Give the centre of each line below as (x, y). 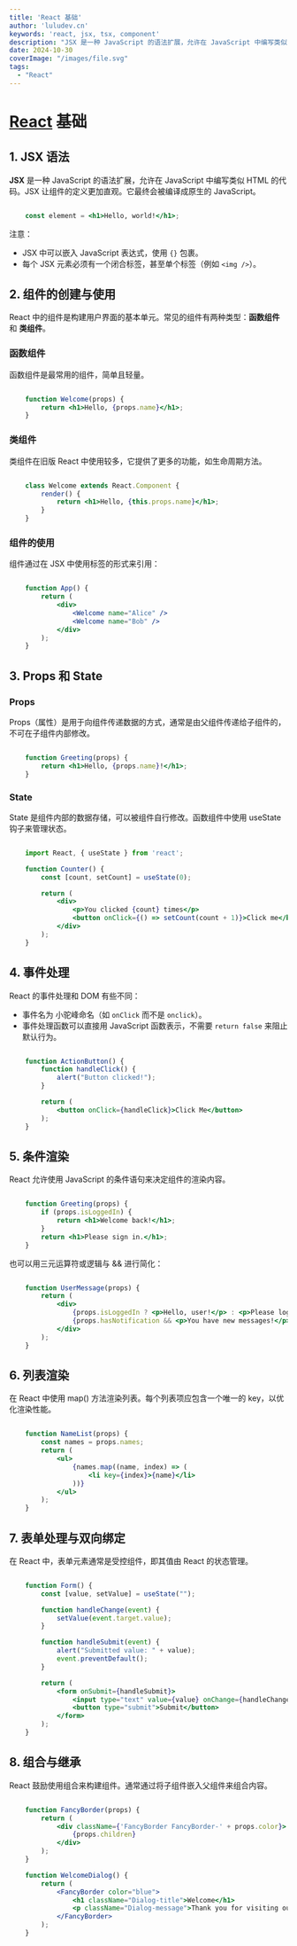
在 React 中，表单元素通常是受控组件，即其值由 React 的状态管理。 (131, 1560)
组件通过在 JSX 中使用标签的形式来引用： (85, 564)
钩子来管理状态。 (40, 828)
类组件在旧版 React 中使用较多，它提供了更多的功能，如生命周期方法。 (138, 461)
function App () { (57, 589)
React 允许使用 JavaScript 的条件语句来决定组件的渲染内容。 (120, 1179)
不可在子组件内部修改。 (52, 733)
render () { (61, 494)
